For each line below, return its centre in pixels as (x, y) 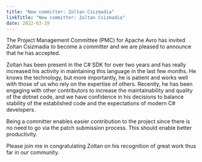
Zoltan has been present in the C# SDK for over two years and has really (96, 65)
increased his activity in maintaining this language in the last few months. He (101, 71)
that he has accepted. (33, 53)
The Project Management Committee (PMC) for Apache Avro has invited (96, 40)
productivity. (22, 134)
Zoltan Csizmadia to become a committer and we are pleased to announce (99, 47)
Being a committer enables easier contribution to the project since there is (98, 121)
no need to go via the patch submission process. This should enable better (99, 128)
